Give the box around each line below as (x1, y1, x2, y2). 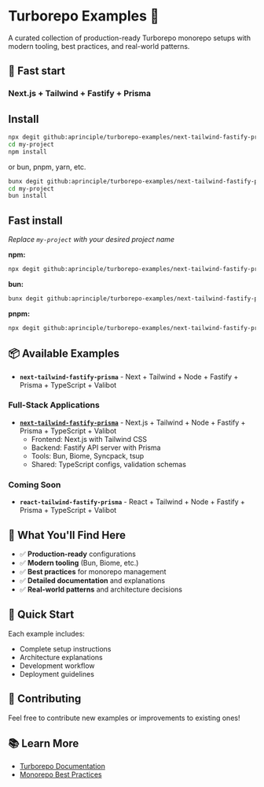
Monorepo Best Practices (19, 770, 102, 779)
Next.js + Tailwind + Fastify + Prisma (8, 88, 152, 99)
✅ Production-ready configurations (19, 549, 136, 559)
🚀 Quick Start (8, 608, 75, 622)
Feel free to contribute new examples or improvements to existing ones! (8, 713, 240, 722)
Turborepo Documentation (19, 762, 106, 771)
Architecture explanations (19, 652, 104, 662)
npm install (8, 147, 47, 156)
